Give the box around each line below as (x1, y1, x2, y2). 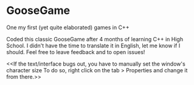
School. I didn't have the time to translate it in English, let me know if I (6, 42, 181, 49)
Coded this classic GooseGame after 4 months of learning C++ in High (6, 35, 184, 42)
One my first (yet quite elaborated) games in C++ (6, 24, 130, 31)
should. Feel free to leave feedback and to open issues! (6, 48, 145, 55)
